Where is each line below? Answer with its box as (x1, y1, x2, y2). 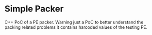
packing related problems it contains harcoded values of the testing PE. (4, 24, 148, 30)
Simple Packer (4, 3, 64, 14)
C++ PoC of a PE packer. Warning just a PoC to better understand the (4, 19, 144, 25)
